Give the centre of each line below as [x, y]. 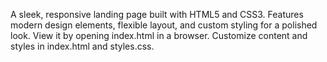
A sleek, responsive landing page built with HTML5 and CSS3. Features [157, 14]
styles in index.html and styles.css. [82, 46]
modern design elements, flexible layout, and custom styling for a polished [164, 25]
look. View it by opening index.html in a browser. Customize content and [159, 35]
